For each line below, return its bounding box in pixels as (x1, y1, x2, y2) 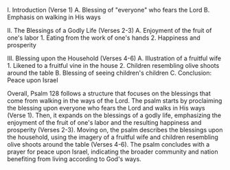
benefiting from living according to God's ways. (7, 155, 142, 163)
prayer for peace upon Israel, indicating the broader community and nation (7, 147, 218, 156)
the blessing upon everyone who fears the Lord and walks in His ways (7, 104, 205, 112)
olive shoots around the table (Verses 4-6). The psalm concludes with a (7, 141, 210, 148)
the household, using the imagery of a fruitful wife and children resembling (7, 133, 218, 141)
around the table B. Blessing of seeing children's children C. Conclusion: (7, 69, 212, 77)
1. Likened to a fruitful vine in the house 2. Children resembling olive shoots (7, 62, 220, 69)
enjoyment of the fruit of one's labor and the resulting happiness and (7, 119, 202, 126)
